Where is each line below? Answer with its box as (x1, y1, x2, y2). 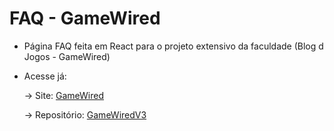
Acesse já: (23, 70, 67, 82)
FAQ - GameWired (9, 7, 161, 30)
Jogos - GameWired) (23, 50, 111, 62)
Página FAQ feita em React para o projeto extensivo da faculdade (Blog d (23, 40, 324, 52)
